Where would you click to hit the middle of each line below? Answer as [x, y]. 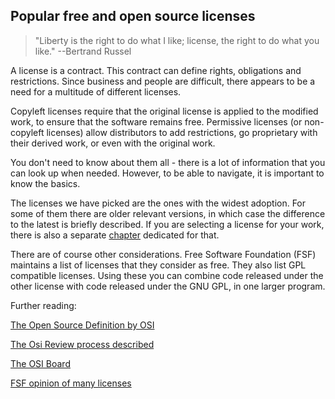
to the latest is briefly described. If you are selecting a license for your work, [167, 224]
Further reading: [43, 305]
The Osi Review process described [82, 344]
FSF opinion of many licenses [71, 383]
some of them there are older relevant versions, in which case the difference [168, 213]
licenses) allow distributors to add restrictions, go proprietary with [182, 132]
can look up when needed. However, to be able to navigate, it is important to [167, 173]
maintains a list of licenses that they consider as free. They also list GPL [158, 265]
